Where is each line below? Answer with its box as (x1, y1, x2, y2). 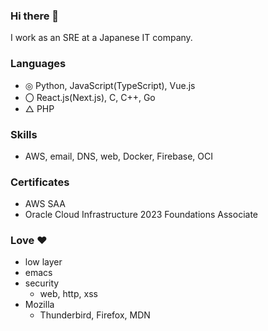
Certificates (10, 175, 70, 189)
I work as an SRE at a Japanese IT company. (10, 32, 193, 44)
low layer (24, 256, 63, 268)
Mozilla (24, 299, 55, 311)
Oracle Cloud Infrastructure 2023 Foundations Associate (24, 209, 259, 221)
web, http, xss (39, 288, 98, 300)
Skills (10, 127, 38, 141)
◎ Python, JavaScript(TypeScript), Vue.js (24, 79, 196, 91)
